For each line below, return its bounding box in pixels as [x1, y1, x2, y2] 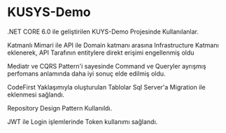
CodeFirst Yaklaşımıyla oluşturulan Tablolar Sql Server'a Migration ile [7, 83, 206, 91]
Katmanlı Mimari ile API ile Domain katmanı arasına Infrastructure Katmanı [7, 41, 219, 49]
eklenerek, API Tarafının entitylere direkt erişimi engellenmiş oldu [7, 48, 195, 57]
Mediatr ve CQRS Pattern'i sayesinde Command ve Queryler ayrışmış [7, 62, 206, 70]
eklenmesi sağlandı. [7, 90, 65, 99]
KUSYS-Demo [7, 4, 91, 20]
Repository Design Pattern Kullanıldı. [7, 104, 113, 112]
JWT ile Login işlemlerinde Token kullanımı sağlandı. [7, 117, 158, 126]
